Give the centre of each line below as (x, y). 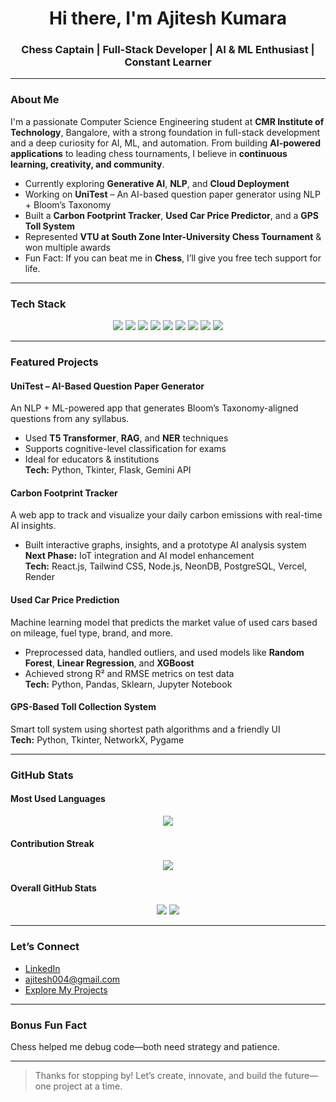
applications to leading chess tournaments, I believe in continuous (149, 153)
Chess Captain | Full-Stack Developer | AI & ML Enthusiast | (168, 50)
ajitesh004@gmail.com (72, 979)
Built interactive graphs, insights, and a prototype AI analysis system (165, 545)
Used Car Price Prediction (65, 600)
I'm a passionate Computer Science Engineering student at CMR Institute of (167, 121)
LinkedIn (42, 968)
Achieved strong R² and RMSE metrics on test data (129, 673)
